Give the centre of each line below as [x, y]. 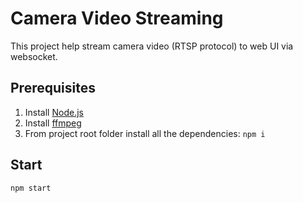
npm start [31, 188]
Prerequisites [53, 88]
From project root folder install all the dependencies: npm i [145, 133]
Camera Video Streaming [117, 18]
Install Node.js [54, 112]
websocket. [34, 56]
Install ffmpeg [53, 123]
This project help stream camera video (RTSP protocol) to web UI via [152, 46]
